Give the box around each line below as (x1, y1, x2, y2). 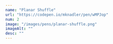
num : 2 (5, 17, 19, 22)
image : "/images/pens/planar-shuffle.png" (5, 21, 97, 27)
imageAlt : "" (5, 26, 33, 31)
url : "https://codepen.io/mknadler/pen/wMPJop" (5, 12, 109, 17)
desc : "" (5, 31, 24, 36)
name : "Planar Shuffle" (5, 7, 56, 13)
